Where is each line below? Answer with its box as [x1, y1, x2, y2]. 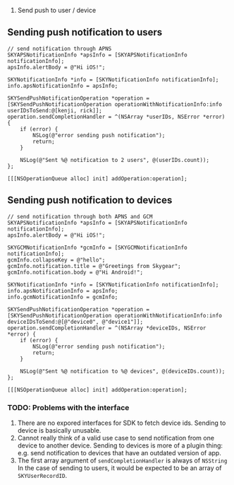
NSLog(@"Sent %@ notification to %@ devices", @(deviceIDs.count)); [20, 368, 226, 375]
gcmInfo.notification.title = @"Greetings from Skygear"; [7, 262, 181, 269]
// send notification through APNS [7, 45, 112, 52]
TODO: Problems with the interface [7, 402, 130, 412]
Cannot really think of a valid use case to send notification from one [17, 433, 215, 442]
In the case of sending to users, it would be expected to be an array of [17, 463, 222, 472]
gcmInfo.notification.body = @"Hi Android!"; [7, 269, 143, 276]
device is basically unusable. [17, 426, 101, 434]
